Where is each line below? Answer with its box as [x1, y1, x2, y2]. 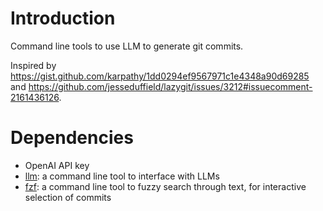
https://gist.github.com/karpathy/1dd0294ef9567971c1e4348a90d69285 [10, 70, 310, 82]
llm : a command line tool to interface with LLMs [24, 170, 220, 182]
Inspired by [10, 59, 57, 71]
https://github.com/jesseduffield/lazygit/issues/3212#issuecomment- [28, 80, 313, 92]
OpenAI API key [24, 159, 90, 171]
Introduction [10, 7, 116, 30]
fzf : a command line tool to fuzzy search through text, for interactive [24, 180, 307, 192]
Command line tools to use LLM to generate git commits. [10, 40, 244, 52]
